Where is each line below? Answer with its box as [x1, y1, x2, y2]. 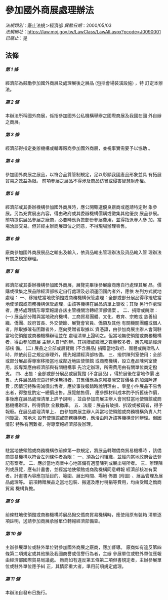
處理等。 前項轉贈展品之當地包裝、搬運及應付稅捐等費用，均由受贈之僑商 [9, 479, 162, 485]
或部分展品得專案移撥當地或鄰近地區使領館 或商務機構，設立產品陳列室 [5, 358, 153, 364]
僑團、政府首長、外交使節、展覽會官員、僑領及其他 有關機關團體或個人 [14, 320, 162, 326]
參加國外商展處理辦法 [5, 5, 95, 16]
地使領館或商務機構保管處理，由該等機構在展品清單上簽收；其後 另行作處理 [5, 301, 162, 307]
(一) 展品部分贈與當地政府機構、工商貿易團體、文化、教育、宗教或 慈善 [5, 313, 153, 319]
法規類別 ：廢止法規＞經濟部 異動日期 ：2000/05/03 [5, 22, 112, 28]
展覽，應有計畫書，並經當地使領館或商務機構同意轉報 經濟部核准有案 [14, 466, 157, 472]
